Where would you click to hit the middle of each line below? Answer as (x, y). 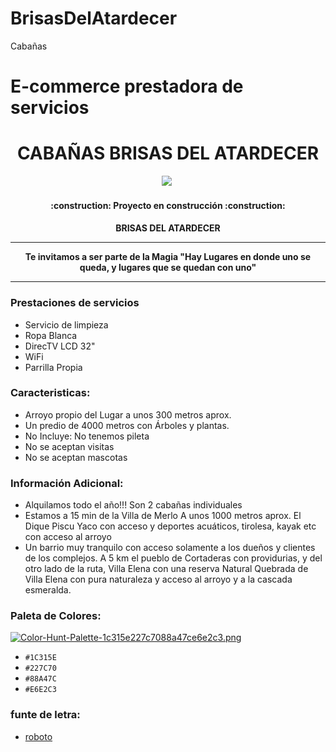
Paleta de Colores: (56, 616)
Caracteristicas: (50, 393)
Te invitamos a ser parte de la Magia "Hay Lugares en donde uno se (168, 257)
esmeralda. (48, 590)
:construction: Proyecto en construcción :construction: (168, 205)
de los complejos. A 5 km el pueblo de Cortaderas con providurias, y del (173, 558)
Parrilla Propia (53, 367)
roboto (38, 736)
